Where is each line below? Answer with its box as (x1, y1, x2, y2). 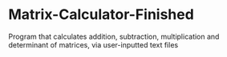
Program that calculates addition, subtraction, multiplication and (8, 32, 220, 41)
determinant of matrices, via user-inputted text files (8, 40, 179, 49)
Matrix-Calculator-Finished (8, 6, 194, 24)
